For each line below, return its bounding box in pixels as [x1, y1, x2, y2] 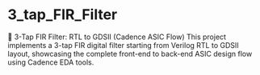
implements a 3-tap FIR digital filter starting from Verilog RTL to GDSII [7, 40, 239, 49]
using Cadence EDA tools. [7, 57, 94, 67]
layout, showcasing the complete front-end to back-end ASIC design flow [7, 49, 253, 58]
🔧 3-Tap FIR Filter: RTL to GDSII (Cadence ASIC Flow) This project [7, 32, 227, 41]
